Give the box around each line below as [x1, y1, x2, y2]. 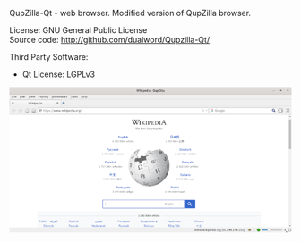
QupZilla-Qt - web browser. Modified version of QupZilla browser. [9, 8, 252, 18]
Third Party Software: [9, 52, 89, 62]
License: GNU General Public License [9, 25, 148, 35]
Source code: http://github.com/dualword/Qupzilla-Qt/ [9, 35, 211, 45]
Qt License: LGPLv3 [21, 69, 96, 79]
